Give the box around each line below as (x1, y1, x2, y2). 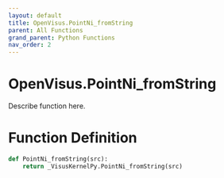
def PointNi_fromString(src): (8, 155, 109, 163)
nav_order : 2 (8, 41, 52, 49)
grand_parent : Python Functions (8, 33, 115, 42)
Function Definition (8, 129, 137, 147)
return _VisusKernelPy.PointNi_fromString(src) (22, 162, 183, 170)
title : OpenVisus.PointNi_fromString (8, 19, 133, 27)
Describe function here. (8, 101, 86, 111)
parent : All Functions (8, 26, 83, 34)
